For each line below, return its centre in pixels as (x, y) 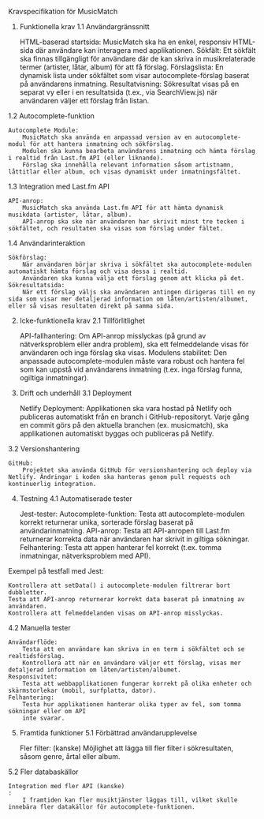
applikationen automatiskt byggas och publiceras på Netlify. (117, 434)
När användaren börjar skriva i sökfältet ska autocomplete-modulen (137, 264)
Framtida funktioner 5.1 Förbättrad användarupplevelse (108, 733)
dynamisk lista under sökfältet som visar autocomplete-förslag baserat (134, 75)
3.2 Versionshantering (44, 449)
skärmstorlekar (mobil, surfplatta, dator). (82, 690)
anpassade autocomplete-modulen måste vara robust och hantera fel (132, 361)
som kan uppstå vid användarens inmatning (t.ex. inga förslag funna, (131, 369)
